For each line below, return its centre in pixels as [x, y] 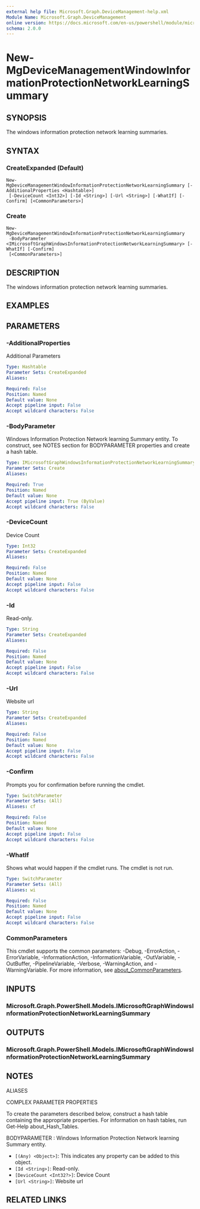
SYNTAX [23, 151]
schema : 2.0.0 [24, 28]
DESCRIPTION [33, 273]
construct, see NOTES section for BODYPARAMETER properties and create [98, 445]
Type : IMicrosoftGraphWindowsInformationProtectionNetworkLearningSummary [101, 463]
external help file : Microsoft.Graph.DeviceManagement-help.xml [87, 12]
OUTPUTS [25, 1032]
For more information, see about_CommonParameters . [116, 970]
